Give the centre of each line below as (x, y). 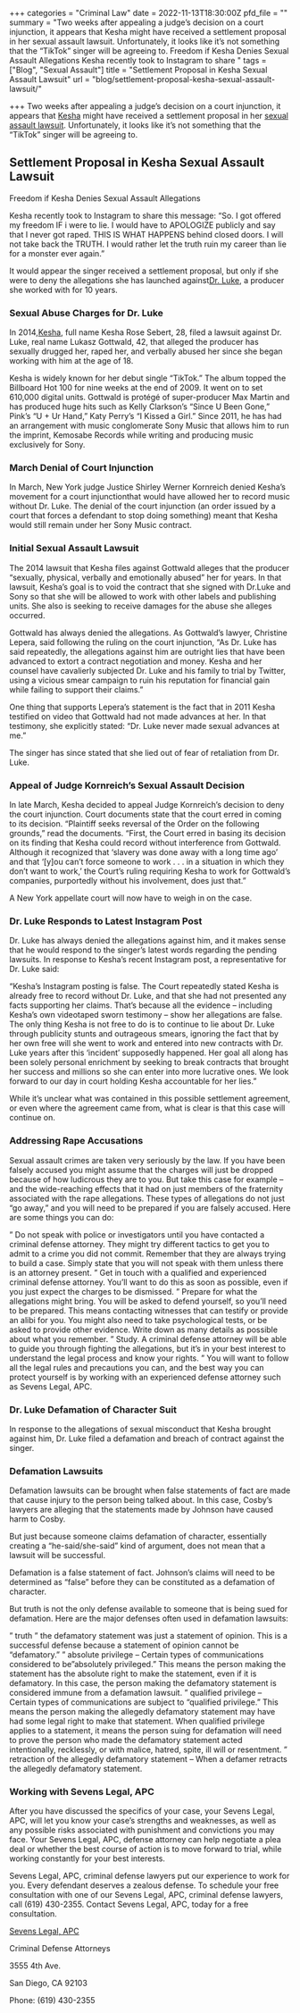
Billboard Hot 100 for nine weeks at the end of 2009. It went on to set (136, 388)
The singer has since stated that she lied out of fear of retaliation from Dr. (144, 752)
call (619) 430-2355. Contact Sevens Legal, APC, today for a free (129, 1904)
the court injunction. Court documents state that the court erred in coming (146, 814)
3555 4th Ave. (35, 1966)
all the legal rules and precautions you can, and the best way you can (137, 1367)
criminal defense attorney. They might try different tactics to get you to (139, 1244)
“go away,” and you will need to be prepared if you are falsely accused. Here (150, 1208)
